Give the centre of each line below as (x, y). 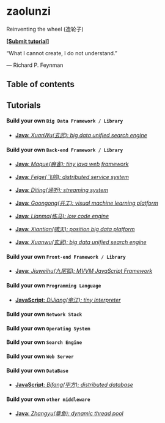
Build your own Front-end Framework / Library (66, 256)
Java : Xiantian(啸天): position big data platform (75, 229)
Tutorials (24, 105)
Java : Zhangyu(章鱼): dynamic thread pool (69, 413)
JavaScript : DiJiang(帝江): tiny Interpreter (68, 300)
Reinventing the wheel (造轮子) (45, 29)
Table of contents (40, 84)
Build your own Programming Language (54, 285)
